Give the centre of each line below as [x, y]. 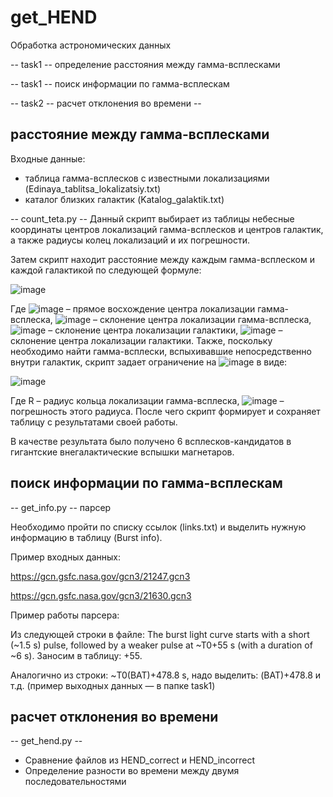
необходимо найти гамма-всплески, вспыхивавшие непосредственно [161, 351]
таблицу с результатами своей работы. [94, 422]
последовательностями [75, 782]
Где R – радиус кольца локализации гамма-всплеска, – [147, 400]
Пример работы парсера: [65, 615]
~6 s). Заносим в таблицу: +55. [76, 655]
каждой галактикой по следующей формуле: [106, 270]
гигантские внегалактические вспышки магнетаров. [122, 452]
